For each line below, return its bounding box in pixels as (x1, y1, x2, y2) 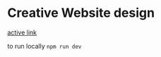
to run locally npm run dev (7, 42, 82, 50)
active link (7, 28, 37, 37)
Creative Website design (7, 5, 155, 21)
